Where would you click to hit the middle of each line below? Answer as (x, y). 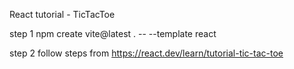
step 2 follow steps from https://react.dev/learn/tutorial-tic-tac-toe (146, 53)
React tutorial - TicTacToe (62, 14)
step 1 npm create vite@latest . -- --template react (113, 33)
